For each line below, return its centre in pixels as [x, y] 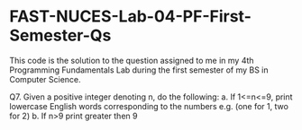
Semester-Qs [60, 35]
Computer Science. [45, 79]
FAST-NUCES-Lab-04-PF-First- [131, 17]
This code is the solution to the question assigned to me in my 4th [132, 60]
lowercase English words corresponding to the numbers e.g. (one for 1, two [149, 106]
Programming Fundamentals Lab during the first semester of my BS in [139, 70]
